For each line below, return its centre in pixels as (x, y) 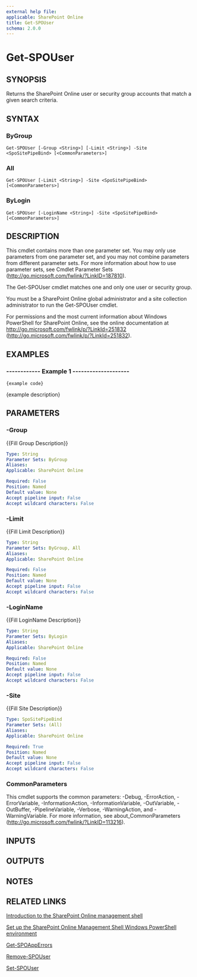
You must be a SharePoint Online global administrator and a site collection (96, 299)
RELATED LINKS (36, 901)
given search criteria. (32, 100)
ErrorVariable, (23, 803)
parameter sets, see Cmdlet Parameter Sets (60, 270)
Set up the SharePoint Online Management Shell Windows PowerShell (91, 927)
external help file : (32, 12)
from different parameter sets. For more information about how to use (91, 263)
